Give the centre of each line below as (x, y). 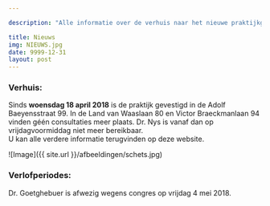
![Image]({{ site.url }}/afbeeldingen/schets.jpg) (86, 155)
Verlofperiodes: (40, 176)
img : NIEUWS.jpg (35, 45)
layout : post (30, 60)
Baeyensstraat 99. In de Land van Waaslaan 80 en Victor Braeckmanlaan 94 (134, 114)
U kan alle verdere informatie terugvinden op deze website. (106, 139)
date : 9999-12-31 (37, 52)
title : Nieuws (32, 37)
